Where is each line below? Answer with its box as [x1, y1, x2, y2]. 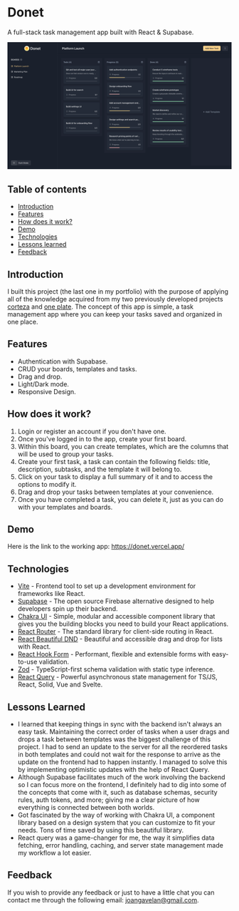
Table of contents [7, 183, 87, 195]
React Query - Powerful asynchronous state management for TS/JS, [17, 673, 218, 681]
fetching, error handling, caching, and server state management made [17, 841, 224, 850]
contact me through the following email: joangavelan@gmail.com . [7, 895, 199, 904]
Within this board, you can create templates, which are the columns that [17, 442, 229, 451]
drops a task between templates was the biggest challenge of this [17, 735, 211, 743]
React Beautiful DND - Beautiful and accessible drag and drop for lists [17, 635, 223, 644]
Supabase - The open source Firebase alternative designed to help [17, 597, 215, 606]
